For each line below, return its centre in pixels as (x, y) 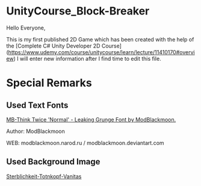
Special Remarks (49, 83)
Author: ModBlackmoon (36, 131)
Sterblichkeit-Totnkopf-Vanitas (44, 176)
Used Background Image (53, 162)
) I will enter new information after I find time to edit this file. (87, 58)
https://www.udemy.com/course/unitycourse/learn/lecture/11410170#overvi (101, 52)
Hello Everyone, (26, 28)
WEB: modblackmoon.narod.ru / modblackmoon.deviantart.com (85, 143)
